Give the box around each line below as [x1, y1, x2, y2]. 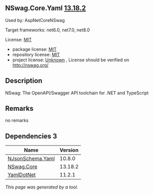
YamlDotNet [7, 172, 36, 179]
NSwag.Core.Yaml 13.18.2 [5, 4, 86, 12]
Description [5, 77, 42, 85]
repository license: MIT [12, 51, 60, 57]
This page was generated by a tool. [5, 184, 78, 190]
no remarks [5, 117, 29, 124]
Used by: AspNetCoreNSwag [5, 17, 65, 23]
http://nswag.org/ [12, 62, 49, 68]
